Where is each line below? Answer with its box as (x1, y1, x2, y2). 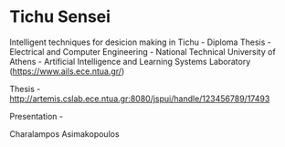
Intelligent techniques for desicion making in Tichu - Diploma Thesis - (9, 37, 271, 47)
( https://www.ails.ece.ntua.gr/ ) (9, 66, 125, 77)
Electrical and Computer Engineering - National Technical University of (9, 46, 276, 57)
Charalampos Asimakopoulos (9, 128, 121, 139)
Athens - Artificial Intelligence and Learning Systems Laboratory (9, 56, 251, 67)
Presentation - (9, 110, 64, 121)
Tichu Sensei (9, 6, 111, 27)
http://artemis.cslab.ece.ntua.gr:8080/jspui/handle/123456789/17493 (9, 93, 270, 104)
